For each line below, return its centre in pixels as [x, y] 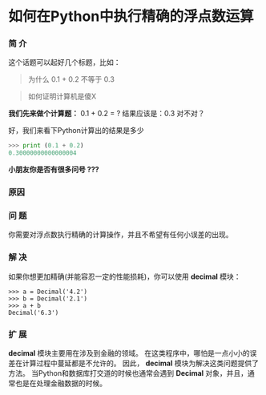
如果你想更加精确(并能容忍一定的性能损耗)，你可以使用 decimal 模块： [125, 276]
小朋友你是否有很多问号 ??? [54, 170]
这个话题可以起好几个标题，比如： [64, 62]
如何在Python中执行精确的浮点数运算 [131, 16]
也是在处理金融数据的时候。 [60, 383]
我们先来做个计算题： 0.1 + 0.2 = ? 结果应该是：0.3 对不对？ [107, 114]
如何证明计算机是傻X [62, 96]
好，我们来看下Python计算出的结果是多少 [76, 131]
